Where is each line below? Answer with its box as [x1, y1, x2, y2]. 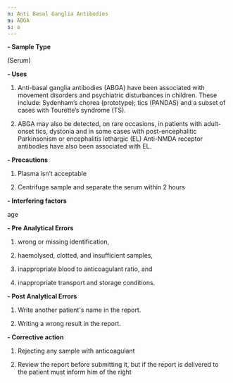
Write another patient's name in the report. [17, 306, 141, 314]
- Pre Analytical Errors [7, 224, 74, 232]
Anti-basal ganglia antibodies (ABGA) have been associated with [17, 84, 206, 92]
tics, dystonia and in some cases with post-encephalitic [35, 127, 197, 136]
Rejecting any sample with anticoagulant [17, 346, 135, 356]
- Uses [7, 70, 27, 78]
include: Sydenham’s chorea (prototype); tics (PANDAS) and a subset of [17, 99, 226, 107]
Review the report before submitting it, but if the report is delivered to [17, 360, 219, 369]
